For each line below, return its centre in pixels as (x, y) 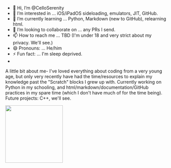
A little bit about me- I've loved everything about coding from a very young (84, 71)
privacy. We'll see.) (33, 43)
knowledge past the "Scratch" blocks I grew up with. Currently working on (83, 82)
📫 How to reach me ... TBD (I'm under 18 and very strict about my (82, 35)
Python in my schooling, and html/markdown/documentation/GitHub (77, 87)
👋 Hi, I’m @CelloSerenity (38, 8)
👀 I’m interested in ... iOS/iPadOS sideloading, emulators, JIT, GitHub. (85, 13)
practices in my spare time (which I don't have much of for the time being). (84, 93)
